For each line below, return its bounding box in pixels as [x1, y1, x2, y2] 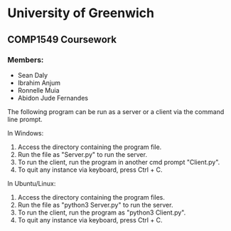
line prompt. [7, 115, 43, 123]
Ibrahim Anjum [17, 78, 60, 87]
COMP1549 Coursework [7, 34, 117, 46]
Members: [7, 55, 44, 65]
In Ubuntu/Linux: [7, 179, 56, 188]
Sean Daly [17, 71, 48, 79]
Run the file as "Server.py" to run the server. [17, 150, 148, 158]
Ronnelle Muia [17, 86, 60, 94]
